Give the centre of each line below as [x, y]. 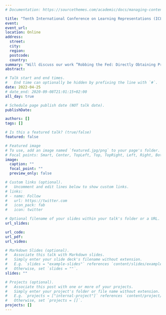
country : [19, 60]
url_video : [16, 241]
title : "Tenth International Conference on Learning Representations [78, 19]
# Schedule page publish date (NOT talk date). [55, 105]
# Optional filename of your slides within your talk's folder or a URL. [83, 219]
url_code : [15, 232]
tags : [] [14, 123]
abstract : [15, 69]
